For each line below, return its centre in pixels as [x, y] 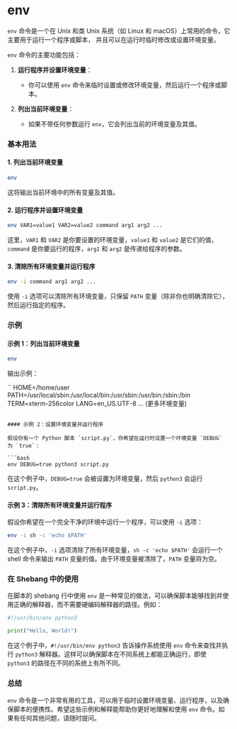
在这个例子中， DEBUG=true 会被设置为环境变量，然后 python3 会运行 [105, 478]
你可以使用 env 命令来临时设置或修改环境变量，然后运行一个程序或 [125, 84]
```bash [19, 459]
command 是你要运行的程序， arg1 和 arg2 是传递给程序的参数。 [97, 249]
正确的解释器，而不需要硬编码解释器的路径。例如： [88, 605]
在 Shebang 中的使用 [43, 579]
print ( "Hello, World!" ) [42, 631]
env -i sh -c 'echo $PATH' [47, 536]
